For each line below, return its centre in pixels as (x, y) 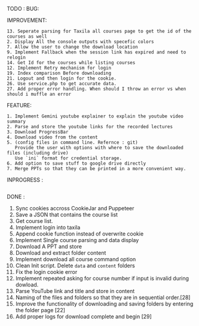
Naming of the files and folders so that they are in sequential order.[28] (103, 297)
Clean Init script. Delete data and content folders (75, 265)
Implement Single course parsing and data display (77, 240)
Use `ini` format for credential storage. (68, 158)
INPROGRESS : (25, 180)
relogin (16, 58)
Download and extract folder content (61, 253)
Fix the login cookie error (46, 272)
